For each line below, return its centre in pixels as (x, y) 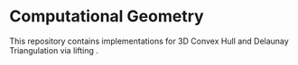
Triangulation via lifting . (54, 50)
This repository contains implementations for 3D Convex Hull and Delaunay (149, 41)
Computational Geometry (107, 16)
